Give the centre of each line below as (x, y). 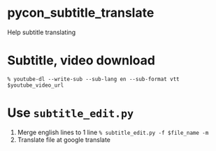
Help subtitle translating (42, 32)
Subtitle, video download (81, 60)
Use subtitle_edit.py (71, 113)
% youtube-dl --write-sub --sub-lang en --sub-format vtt (93, 79)
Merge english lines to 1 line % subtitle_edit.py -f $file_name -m (113, 132)
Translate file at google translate (64, 139)
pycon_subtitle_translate (81, 13)
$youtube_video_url (36, 85)
